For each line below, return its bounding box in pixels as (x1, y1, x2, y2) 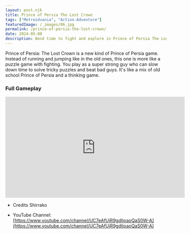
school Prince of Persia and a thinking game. (5, 72, 100, 78)
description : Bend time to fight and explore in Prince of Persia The (5, 36, 159, 42)
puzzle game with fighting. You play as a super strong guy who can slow (5, 61, 159, 67)
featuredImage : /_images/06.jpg (5, 22, 74, 27)
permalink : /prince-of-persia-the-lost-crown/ (5, 27, 107, 32)
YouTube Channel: (12, 212, 52, 218)
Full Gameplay (5, 85, 42, 92)
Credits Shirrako (12, 202, 47, 208)
